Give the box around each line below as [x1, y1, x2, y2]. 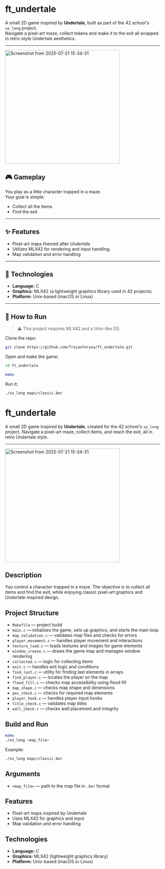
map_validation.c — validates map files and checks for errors [12, 632, 137, 638]
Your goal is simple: [5, 194, 45, 200]
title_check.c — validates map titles [12, 700, 87, 706]
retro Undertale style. [5, 434, 48, 440]
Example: [5, 746, 24, 753]
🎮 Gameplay [5, 173, 46, 181]
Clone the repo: [5, 335, 37, 341]
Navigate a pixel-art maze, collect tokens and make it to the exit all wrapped [5, 30, 159, 36]
